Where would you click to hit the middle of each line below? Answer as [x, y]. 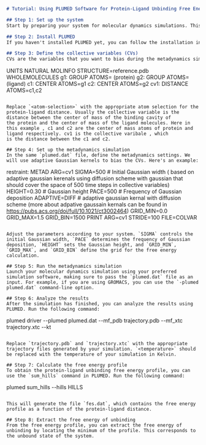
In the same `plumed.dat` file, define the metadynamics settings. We [98, 155]
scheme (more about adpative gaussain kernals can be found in [87, 205]
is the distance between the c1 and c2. [59, 139]
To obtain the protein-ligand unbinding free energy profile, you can [98, 371]
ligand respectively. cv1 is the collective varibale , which [87, 134]
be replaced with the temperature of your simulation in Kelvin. [91, 355]
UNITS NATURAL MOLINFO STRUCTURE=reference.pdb [78, 71]
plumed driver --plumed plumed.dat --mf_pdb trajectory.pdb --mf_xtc [94, 321]
